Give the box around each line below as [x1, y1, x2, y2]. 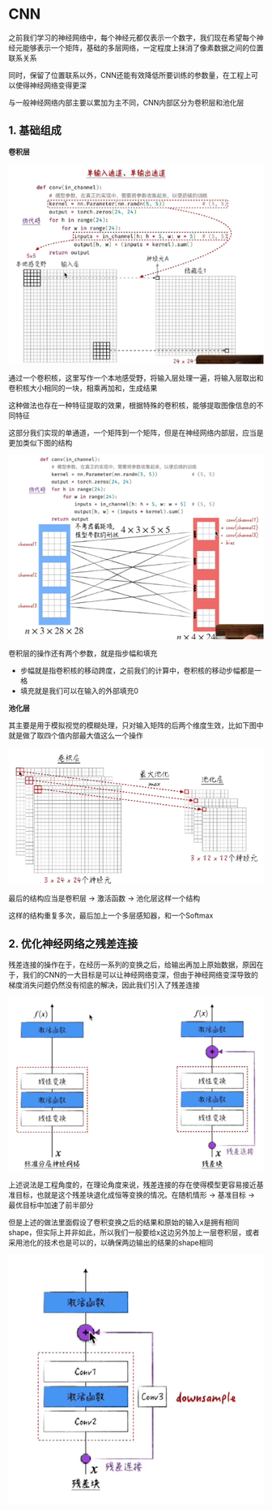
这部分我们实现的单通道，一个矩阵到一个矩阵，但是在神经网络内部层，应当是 [8, 428, 264, 437]
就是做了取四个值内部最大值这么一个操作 [8, 731, 143, 741]
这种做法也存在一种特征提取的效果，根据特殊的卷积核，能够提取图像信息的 [8, 400, 257, 410]
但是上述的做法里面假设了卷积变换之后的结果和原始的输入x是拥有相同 [8, 1217, 240, 1227]
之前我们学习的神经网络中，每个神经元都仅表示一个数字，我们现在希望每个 [8, 32, 257, 42]
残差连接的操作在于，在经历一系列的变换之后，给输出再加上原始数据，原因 [8, 960, 257, 970]
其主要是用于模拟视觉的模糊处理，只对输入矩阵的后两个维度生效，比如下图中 [8, 721, 264, 730]
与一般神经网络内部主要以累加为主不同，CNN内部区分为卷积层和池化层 [8, 97, 244, 107]
